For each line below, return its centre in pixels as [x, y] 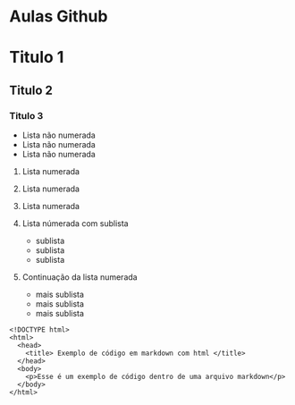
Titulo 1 [37, 58]
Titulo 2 [31, 90]
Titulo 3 [26, 115]
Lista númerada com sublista [75, 224]
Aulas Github [59, 17]
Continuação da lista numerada [80, 277]
